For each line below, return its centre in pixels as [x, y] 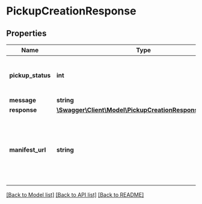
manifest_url [28, 150]
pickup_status [30, 75]
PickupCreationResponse [71, 11]
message [23, 100]
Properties [26, 33]
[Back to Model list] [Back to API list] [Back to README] [75, 195]
